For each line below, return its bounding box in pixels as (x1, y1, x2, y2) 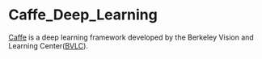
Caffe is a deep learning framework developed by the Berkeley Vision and (8, 32, 255, 42)
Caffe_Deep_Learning (8, 6, 158, 24)
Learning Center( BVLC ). (8, 40, 89, 50)
